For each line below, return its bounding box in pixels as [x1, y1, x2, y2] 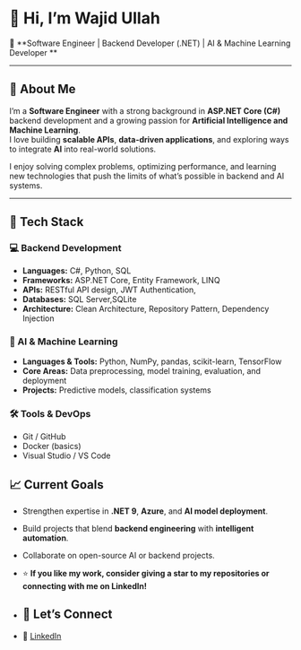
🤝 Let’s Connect [21, 607, 113, 622]
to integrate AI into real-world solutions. [9, 143, 157, 154]
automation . [21, 533, 69, 543]
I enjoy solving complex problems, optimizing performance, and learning [9, 160, 277, 171]
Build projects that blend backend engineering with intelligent [21, 523, 254, 533]
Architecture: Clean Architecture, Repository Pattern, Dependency [21, 304, 270, 315]
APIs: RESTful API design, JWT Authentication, [21, 284, 197, 295]
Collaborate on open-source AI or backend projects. [21, 550, 215, 560]
